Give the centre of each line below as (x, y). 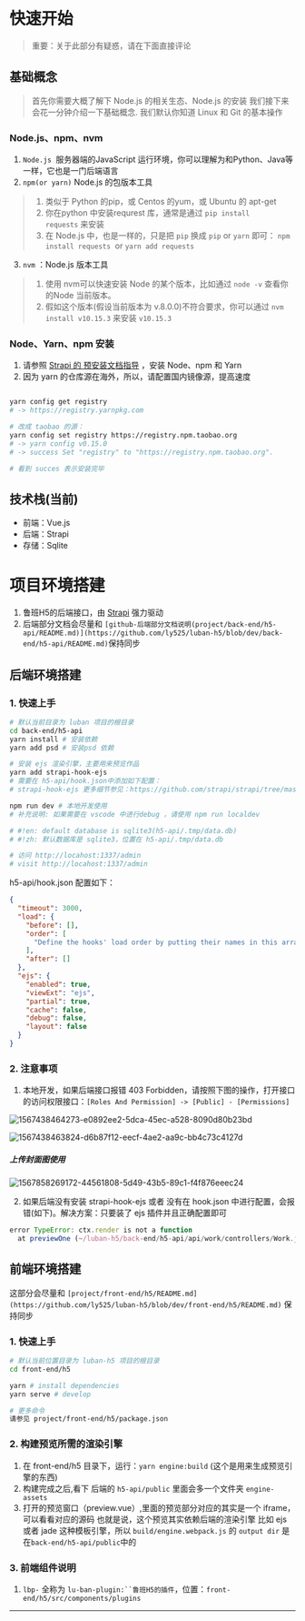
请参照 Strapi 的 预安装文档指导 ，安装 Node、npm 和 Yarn (132, 366)
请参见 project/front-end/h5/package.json (89, 1419)
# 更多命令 (27, 1411)
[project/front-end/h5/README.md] (132, 1294)
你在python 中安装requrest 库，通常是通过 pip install (148, 213)
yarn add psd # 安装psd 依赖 (62, 748)
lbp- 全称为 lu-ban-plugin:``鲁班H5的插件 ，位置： (114, 1589)
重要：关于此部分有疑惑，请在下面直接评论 (111, 45)
